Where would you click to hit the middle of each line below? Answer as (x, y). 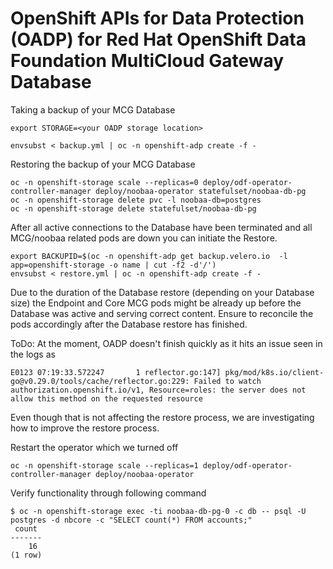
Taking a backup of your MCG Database (93, 109)
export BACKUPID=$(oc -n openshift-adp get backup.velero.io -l (149, 256)
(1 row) (26, 555)
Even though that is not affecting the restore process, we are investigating (162, 417)
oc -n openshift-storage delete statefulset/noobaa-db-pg (133, 208)
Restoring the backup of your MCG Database (103, 164)
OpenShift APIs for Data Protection (157, 18)
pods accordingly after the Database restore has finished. (129, 324)
